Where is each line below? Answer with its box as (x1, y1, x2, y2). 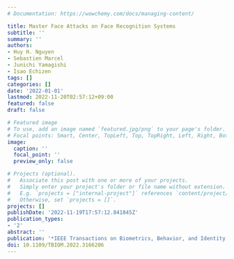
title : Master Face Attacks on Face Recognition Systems (7, 22, 176, 30)
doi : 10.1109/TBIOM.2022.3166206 (7, 241, 104, 249)
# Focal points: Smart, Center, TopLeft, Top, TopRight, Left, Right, (7, 132, 217, 139)
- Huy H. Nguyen (7, 49, 54, 56)
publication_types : (7, 216, 64, 223)
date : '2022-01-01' (7, 87, 64, 94)
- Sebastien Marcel (7, 55, 64, 62)
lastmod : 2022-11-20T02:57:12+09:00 (7, 94, 114, 101)
